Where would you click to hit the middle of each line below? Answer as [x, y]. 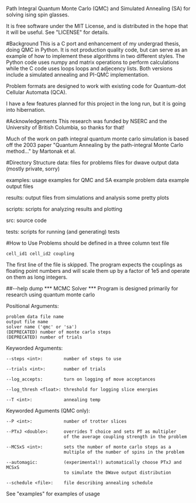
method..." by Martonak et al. [41, 151]
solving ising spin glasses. [38, 15]
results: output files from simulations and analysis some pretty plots [88, 198]
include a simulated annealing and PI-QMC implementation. [78, 75]
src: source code [26, 220]
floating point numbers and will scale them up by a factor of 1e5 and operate [98, 271]
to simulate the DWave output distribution [117, 473]
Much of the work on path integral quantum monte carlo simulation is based [97, 139]
